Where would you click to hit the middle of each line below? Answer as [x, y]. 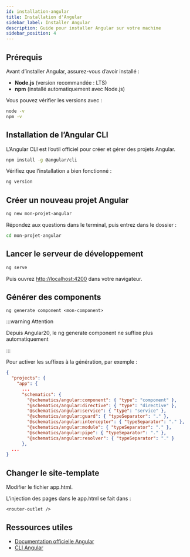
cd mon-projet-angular [34, 236]
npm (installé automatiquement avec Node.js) [69, 89]
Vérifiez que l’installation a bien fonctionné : [59, 171]
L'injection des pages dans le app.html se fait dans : [69, 499]
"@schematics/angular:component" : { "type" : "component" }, [102, 400]
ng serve [17, 267]
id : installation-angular [38, 11]
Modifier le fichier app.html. [40, 487]
